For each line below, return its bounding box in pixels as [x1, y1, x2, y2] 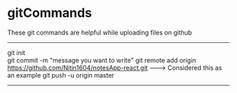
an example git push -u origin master [7, 70, 115, 79]
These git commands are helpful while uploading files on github [7, 28, 193, 37]
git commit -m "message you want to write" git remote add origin [7, 56, 196, 64]
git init [7, 48, 26, 57]
